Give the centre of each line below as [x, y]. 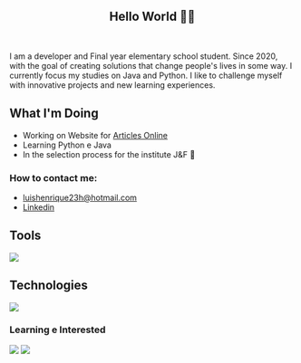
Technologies [49, 286]
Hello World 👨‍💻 [152, 17]
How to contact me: [53, 177]
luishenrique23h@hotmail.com [80, 197]
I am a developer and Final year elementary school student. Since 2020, [144, 56]
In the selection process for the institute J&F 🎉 [109, 154]
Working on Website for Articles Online [95, 135]
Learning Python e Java [67, 145]
